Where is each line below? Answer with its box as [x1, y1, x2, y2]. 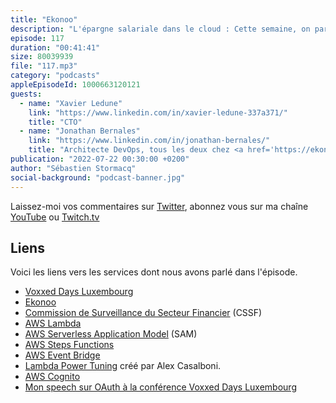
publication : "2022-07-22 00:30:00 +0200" [10, 154, 190, 164]
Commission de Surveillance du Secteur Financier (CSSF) [24, 307, 263, 319]
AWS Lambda [24, 317, 82, 330]
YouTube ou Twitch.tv [10, 211, 100, 223]
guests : [10, 89, 43, 99]
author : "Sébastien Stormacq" [10, 163, 137, 173]
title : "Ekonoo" [10, 14, 78, 25]
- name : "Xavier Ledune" [19, 98, 123, 108]
